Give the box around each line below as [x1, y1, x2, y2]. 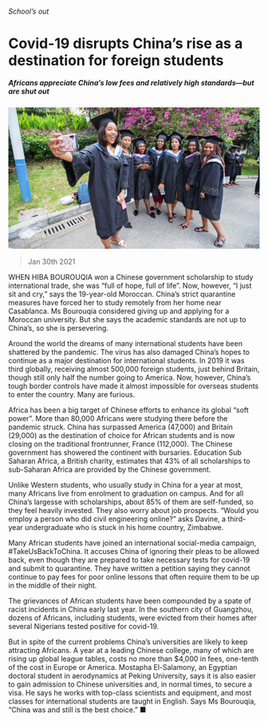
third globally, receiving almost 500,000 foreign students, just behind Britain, [8, 364, 260, 374]
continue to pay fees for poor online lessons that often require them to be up [8, 572, 259, 582]
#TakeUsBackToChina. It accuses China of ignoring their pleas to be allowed [8, 547, 259, 556]
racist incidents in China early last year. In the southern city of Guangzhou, [8, 604, 254, 615]
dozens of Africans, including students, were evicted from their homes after [8, 613, 258, 623]
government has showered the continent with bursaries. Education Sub [8, 448, 242, 457]
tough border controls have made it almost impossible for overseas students [8, 381, 259, 391]
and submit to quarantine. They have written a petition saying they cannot [8, 564, 250, 573]
